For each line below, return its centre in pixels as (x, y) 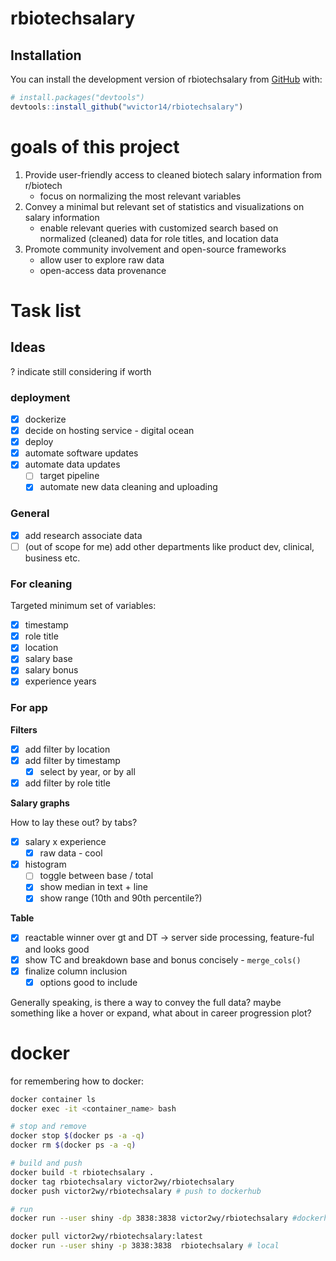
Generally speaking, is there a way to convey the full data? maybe (146, 1002)
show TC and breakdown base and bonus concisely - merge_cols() (163, 959)
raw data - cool (71, 853)
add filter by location (67, 749)
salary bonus (51, 670)
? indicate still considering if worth (81, 371)
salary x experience (65, 842)
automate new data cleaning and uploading (128, 487)
